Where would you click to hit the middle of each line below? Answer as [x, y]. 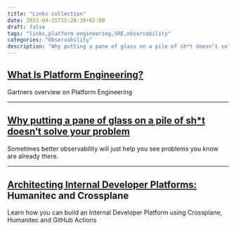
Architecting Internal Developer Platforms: [102, 185]
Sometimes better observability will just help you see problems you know [113, 148]
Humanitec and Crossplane [68, 196]
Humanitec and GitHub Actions [52, 220]
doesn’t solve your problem [68, 132]
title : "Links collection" [47, 14]
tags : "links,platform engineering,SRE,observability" [89, 33]
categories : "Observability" [50, 40]
